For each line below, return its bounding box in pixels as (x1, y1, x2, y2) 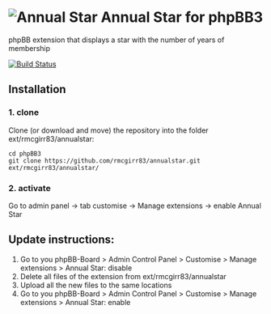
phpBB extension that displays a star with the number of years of (8, 35, 225, 45)
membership (8, 43, 51, 53)
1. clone (8, 107, 39, 118)
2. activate (8, 182, 51, 193)
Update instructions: (8, 233, 115, 247)
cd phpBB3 (8, 150, 42, 158)
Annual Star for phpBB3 (100, 8, 263, 27)
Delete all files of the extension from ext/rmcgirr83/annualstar (19, 271, 227, 281)
